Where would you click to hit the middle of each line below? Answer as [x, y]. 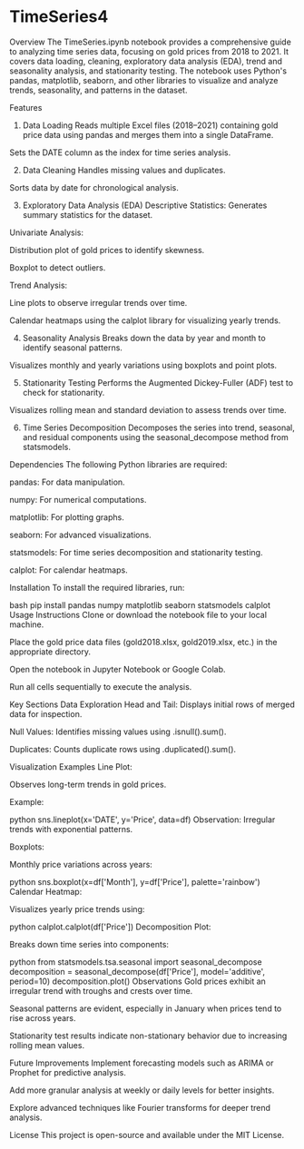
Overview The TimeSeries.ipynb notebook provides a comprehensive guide [151, 42]
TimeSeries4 [59, 17]
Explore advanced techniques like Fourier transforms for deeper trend [140, 1107]
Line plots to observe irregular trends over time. [98, 302]
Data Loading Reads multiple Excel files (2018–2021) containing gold [150, 125]
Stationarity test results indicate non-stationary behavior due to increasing [148, 1036]
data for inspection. [46, 713]
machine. [27, 624]
